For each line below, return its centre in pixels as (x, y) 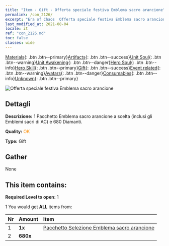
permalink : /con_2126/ (29, 15)
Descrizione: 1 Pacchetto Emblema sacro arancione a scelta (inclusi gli (79, 116)
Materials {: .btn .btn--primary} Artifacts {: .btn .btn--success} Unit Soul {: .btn (83, 57)
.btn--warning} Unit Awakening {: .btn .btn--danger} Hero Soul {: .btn (74, 62)
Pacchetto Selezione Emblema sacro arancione (99, 228)
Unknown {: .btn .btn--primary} (47, 78)
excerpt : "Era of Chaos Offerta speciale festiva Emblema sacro (75, 19)
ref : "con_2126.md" (26, 33)
